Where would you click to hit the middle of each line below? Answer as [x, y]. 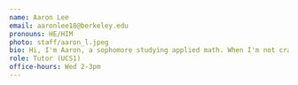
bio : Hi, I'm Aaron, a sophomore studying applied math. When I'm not [142, 50]
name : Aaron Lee [39, 17]
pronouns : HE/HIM [41, 34]
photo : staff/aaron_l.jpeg [59, 42]
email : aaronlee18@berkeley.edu [69, 26]
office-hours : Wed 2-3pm [55, 67]
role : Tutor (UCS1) [45, 58]
